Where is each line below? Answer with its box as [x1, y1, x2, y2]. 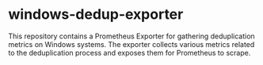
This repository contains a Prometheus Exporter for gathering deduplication [8, 31, 255, 41]
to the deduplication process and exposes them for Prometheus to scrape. [8, 48, 251, 57]
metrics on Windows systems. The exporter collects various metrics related [8, 39, 255, 49]
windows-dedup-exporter [8, 5, 184, 23]
